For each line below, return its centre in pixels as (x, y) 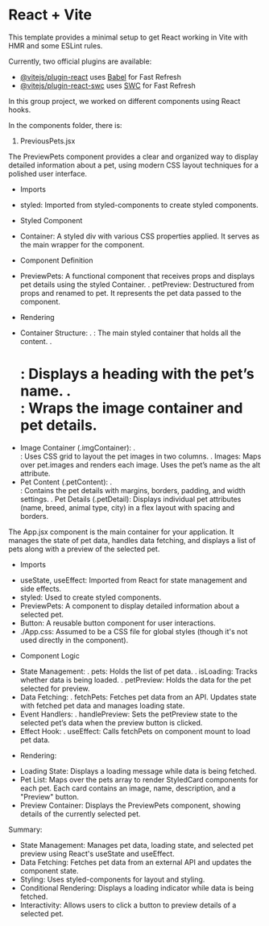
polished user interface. (48, 173)
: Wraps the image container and (131, 408)
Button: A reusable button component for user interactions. (118, 623)
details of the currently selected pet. (80, 814)
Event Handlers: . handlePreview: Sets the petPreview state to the (128, 714)
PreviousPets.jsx (48, 141)
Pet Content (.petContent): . (66, 482)
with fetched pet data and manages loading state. (102, 705)
